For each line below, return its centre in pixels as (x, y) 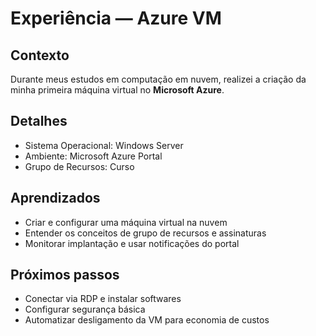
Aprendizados (55, 198)
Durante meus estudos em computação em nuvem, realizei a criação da (158, 79)
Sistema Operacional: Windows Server (104, 145)
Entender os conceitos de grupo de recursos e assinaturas (145, 233)
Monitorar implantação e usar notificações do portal (132, 243)
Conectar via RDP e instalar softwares (103, 299)
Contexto (40, 55)
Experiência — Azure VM (116, 18)
